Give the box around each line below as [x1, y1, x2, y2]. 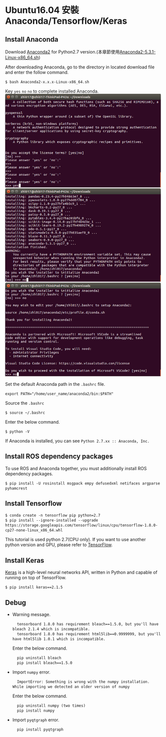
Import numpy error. [12, 669, 51, 675]
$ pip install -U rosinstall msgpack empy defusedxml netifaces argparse [5, 481, 161, 486]
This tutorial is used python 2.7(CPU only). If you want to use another [5, 537, 146, 543]
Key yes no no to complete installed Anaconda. [5, 88, 99, 94]
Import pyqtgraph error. [12, 717, 59, 723]
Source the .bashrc [5, 400, 44, 406]
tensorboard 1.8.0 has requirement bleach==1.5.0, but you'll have [17, 621, 159, 626]
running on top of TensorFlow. [5, 575, 67, 581]
